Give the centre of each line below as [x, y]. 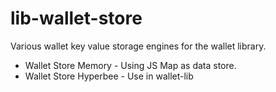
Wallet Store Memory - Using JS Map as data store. [130, 65]
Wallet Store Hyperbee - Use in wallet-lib [109, 76]
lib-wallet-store [76, 18]
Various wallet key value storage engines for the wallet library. [138, 46]
